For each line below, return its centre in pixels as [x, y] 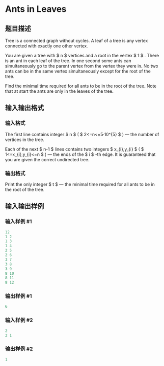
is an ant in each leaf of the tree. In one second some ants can [68, 61]
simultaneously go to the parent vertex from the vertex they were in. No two [82, 66]
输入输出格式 [25, 108]
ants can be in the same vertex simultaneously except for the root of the [78, 71]
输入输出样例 [25, 206]
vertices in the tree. [25, 140]
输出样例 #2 [19, 349]
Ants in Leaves [36, 9]
